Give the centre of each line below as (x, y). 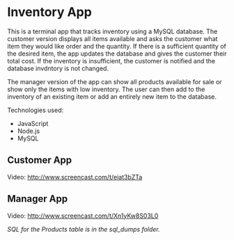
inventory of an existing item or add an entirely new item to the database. (112, 96)
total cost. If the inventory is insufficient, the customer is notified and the (111, 61)
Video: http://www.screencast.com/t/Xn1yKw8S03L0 (83, 216)
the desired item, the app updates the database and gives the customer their (117, 54)
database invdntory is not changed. (58, 68)
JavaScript (33, 123)
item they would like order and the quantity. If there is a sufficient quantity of (117, 46)
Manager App (38, 199)
